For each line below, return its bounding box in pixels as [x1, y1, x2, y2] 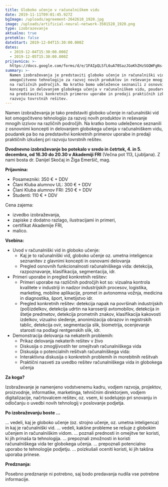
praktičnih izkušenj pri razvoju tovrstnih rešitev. [5, 137, 102, 143]
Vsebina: [5, 237, 24, 243]
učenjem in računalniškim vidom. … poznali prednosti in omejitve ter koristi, [5, 430, 160, 436]
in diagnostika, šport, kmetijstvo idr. [19, 295, 93, 301]
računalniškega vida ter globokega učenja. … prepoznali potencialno [5, 441, 146, 447]
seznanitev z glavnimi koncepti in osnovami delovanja [19, 258, 131, 264]
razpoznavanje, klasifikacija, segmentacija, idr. [19, 269, 116, 275]
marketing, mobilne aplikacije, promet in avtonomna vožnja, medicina [19, 290, 162, 296]
